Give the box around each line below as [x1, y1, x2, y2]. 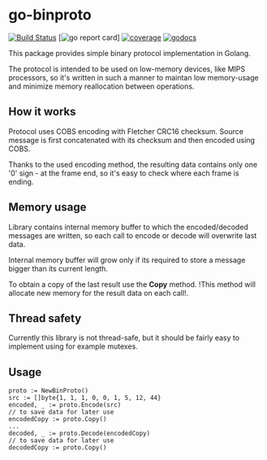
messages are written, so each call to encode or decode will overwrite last [8, 230, 257, 241]
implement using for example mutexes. [8, 341, 138, 351]
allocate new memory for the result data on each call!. [8, 288, 189, 297]
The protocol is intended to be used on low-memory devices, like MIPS [8, 63, 246, 74]
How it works [8, 105, 76, 119]
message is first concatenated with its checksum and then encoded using [8, 135, 256, 145]
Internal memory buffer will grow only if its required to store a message [8, 254, 246, 265]
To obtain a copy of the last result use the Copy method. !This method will [8, 279, 256, 289]
